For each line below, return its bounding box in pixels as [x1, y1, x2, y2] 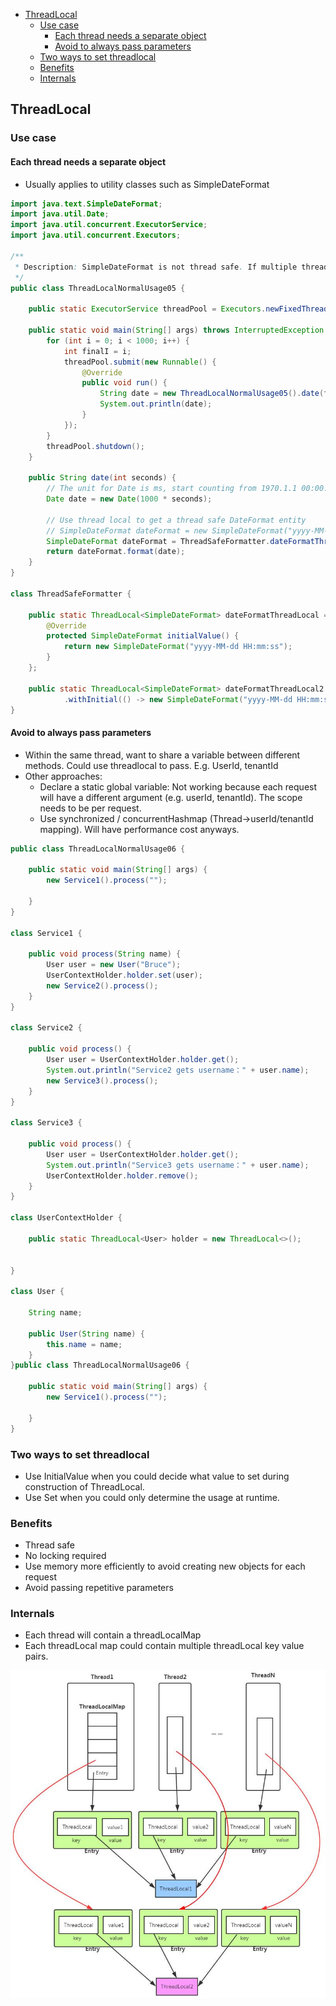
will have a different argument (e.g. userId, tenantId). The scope [39, 791, 303, 803]
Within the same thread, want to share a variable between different [24, 749, 301, 761]
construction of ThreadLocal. [24, 1480, 145, 1493]
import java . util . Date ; [10, 209, 110, 219]
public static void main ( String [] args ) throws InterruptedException [28, 325, 325, 336]
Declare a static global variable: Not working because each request [39, 780, 318, 793]
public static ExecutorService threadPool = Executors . [28, 304, 267, 314]
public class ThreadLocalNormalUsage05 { [10, 283, 186, 293]
